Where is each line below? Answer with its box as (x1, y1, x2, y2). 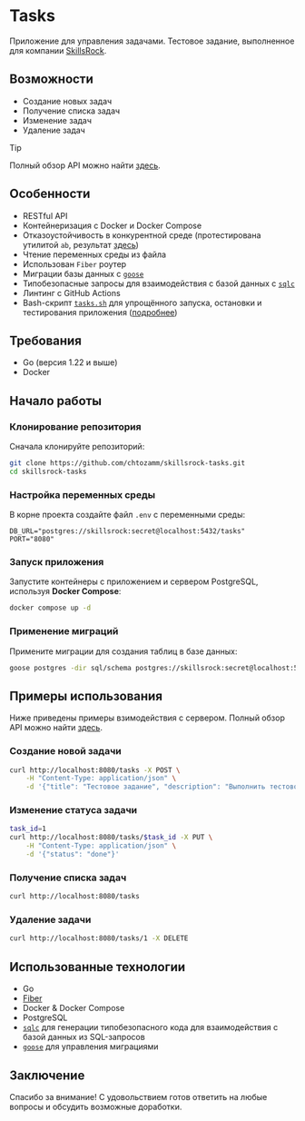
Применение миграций (9, 625, 119, 638)
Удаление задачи (9, 914, 92, 927)
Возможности (9, 72, 93, 87)
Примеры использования (9, 688, 163, 704)
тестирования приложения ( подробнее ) (22, 306, 178, 318)
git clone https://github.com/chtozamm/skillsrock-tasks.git (9, 459, 246, 468)
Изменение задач (22, 114, 93, 125)
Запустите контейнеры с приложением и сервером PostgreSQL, (9, 576, 259, 587)
